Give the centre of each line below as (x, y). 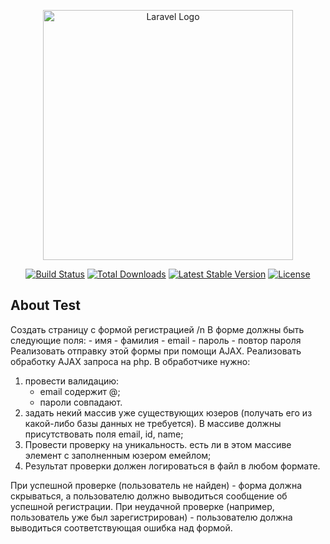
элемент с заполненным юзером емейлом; (118, 455)
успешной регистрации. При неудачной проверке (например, (142, 506)
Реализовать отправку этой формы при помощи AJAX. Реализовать (156, 351)
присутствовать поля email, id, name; (104, 434)
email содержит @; (80, 391)
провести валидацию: (72, 381)
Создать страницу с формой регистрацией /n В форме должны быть (157, 329)
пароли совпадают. (81, 402)
